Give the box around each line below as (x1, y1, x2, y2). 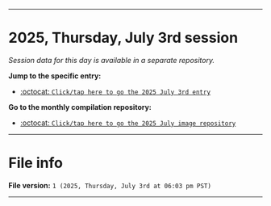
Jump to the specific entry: (8, 70, 102, 81)
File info (8, 154, 63, 172)
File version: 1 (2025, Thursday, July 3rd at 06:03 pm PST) (8, 180, 212, 190)
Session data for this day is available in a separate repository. (8, 55, 215, 65)
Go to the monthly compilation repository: (8, 102, 152, 111)
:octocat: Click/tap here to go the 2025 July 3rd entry (19, 86, 211, 96)
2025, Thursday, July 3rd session (8, 29, 239, 47)
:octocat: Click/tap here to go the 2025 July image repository (19, 118, 236, 128)
